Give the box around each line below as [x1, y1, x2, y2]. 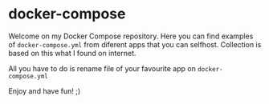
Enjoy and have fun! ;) [8, 86, 81, 96]
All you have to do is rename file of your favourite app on [8, 63, 197, 73]
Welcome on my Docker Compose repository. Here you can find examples [8, 31, 254, 41]
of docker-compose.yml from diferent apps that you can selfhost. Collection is [8, 39, 262, 49]
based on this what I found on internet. [8, 48, 137, 58]
